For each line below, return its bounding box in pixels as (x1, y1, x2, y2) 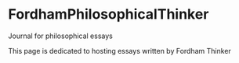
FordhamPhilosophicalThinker (8, 5, 209, 23)
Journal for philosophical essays (8, 31, 114, 40)
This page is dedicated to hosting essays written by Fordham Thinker (8, 46, 231, 55)
